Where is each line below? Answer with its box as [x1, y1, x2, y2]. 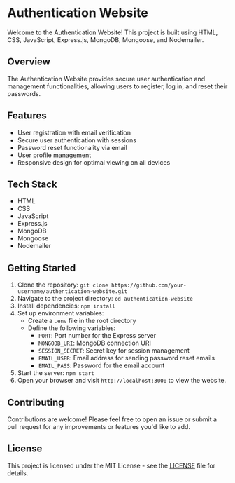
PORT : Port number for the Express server [38, 332, 156, 340]
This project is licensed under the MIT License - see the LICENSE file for [7, 461, 215, 470]
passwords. [7, 89, 41, 97]
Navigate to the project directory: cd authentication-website [17, 294, 194, 303]
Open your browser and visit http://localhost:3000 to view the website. [17, 376, 227, 385]
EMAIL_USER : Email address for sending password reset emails [38, 354, 215, 362]
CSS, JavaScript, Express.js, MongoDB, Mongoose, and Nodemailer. [7, 35, 204, 43]
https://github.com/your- [111, 282, 187, 289]
